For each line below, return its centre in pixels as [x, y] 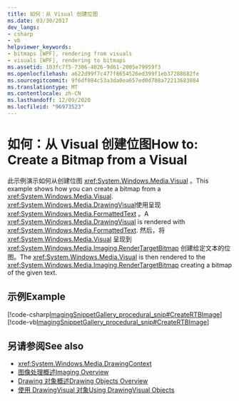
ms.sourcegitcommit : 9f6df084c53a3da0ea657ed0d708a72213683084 [103, 80]
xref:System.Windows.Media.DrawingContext [85, 364]
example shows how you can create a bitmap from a [84, 188]
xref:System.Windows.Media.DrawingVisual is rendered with [96, 221]
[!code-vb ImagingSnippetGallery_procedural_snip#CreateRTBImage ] [108, 322]
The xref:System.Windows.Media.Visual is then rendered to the [113, 257]
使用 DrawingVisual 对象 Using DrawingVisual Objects [96, 390]
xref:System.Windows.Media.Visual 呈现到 [70, 239]
